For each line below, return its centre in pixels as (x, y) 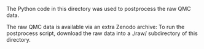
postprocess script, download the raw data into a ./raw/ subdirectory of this (102, 33)
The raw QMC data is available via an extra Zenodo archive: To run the (96, 27)
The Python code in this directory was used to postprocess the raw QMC (99, 9)
